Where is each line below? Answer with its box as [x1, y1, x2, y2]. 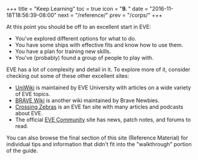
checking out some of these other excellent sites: [6, 72, 130, 79]
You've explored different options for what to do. [15, 35, 137, 42]
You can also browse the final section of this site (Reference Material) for [6, 134, 188, 141]
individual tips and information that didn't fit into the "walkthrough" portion [6, 141, 192, 147]
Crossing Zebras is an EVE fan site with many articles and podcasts [15, 103, 183, 110]
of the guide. [6, 147, 38, 154]
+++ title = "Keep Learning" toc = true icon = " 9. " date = [6, 5, 148, 12]
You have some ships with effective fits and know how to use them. [15, 42, 183, 48]
